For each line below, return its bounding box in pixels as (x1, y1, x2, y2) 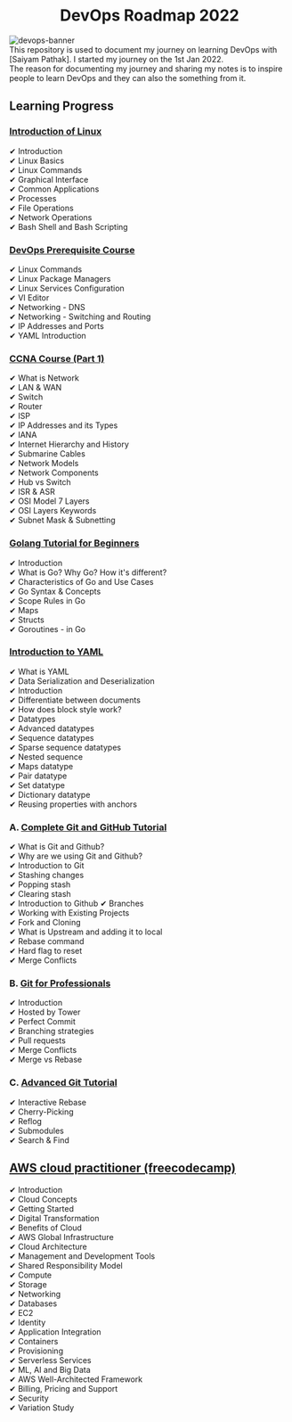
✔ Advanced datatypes (9, 723, 95, 734)
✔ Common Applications (9, 184, 100, 194)
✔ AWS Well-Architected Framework (9, 1374, 143, 1385)
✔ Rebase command (9, 936, 85, 947)
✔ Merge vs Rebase (9, 1054, 83, 1065)
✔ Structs (9, 614, 45, 625)
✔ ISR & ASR (9, 487, 55, 497)
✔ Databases (9, 1298, 58, 1309)
